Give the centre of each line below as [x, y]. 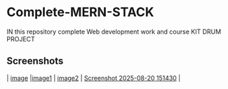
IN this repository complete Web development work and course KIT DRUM [114, 32]
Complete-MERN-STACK [80, 12]
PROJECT [21, 39]
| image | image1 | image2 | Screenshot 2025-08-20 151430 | [94, 78]
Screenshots [35, 61]
